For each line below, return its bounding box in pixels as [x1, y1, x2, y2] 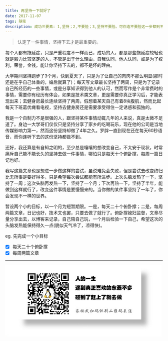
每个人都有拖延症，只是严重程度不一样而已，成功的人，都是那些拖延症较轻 [5, 50, 158, 56]
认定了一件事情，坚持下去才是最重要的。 [17, 39, 101, 45]
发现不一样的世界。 [9, 193, 49, 199]
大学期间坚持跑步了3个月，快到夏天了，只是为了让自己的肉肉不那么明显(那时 [5, 73, 163, 79]
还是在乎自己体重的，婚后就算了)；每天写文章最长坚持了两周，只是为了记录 [5, 79, 160, 85]
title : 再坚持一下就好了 [5, 8, 51, 13]
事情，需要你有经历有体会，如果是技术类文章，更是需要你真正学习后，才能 [5, 92, 158, 98]
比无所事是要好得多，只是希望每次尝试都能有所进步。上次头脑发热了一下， [5, 174, 158, 180]
